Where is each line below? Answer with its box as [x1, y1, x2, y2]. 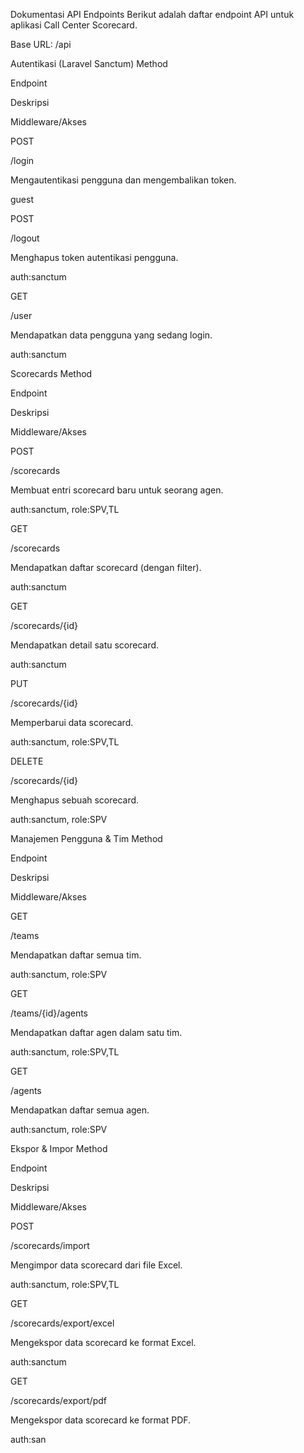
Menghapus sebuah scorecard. [10, 794, 140, 806]
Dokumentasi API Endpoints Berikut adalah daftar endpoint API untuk [10, 9, 295, 20]
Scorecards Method [10, 368, 93, 379]
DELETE [10, 755, 44, 767]
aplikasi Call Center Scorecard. [10, 19, 138, 31]
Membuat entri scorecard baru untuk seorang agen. [10, 484, 224, 496]
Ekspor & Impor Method [10, 1143, 108, 1154]
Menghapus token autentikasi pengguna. [10, 252, 179, 263]
